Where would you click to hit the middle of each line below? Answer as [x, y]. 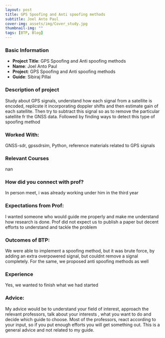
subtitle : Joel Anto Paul [32, 19]
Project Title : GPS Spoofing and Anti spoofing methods [69, 61]
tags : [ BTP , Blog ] [24, 33]
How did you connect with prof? [44, 182]
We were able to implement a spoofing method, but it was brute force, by [80, 251]
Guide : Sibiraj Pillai [32, 77]
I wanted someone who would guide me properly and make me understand [82, 216]
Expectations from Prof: [35, 206]
